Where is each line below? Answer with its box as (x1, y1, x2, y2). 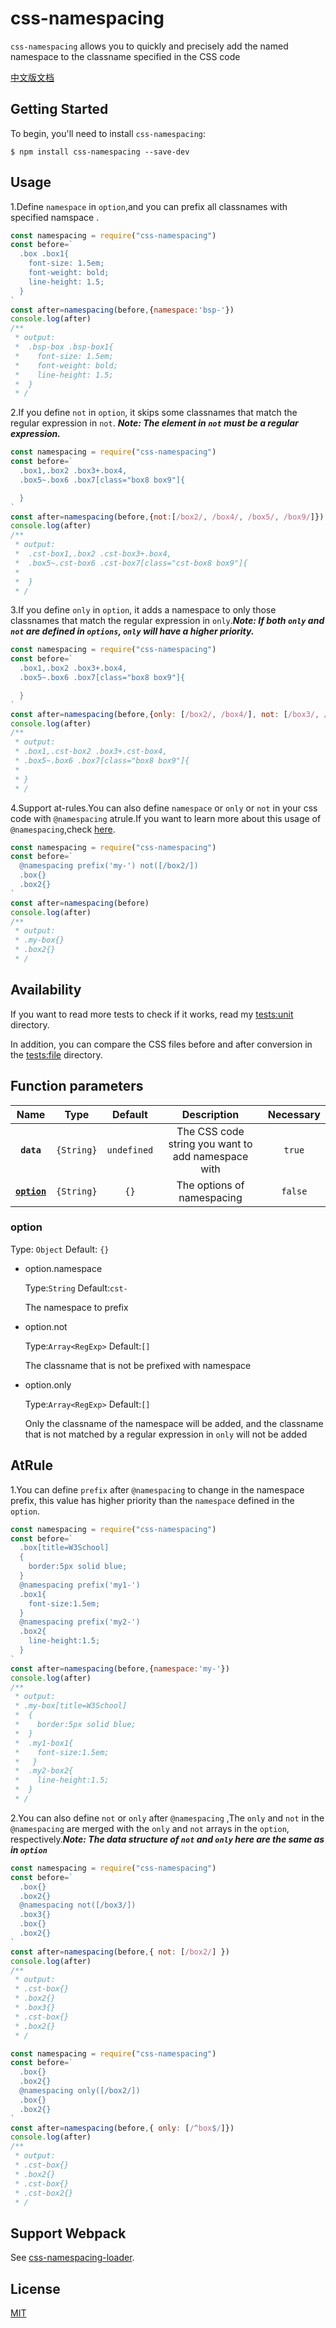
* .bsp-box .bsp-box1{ (14, 342, 114, 352)
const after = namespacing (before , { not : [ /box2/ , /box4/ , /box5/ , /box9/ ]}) (10, 512, 325, 522)
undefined (106, 1144, 154, 1156)
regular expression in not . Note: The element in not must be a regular (10, 417, 299, 429)
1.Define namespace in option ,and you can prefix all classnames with (10, 200, 288, 212)
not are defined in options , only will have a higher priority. (10, 625, 255, 637)
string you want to (168, 1137, 253, 1151)
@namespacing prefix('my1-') (19, 1580, 141, 1590)
